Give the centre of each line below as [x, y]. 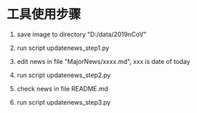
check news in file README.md [62, 88]
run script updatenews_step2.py [64, 75]
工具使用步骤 [44, 14]
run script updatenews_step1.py [63, 48]
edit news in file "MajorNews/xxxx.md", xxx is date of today [103, 61]
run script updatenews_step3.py [64, 102]
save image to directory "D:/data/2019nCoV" [82, 34]
